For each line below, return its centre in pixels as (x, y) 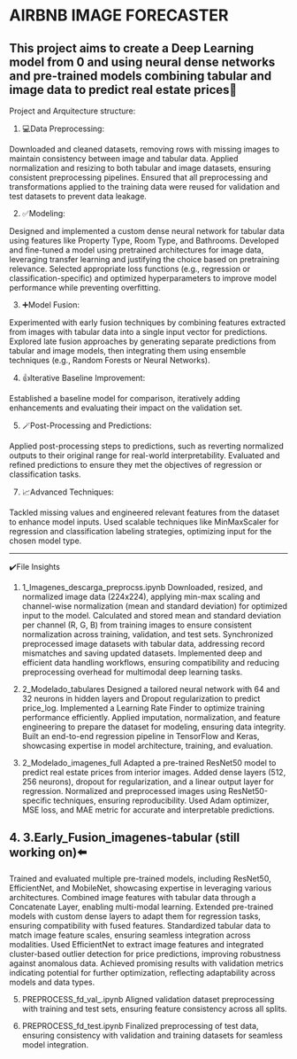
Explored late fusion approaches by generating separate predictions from (143, 341)
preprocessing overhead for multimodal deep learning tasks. (132, 672)
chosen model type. (46, 541)
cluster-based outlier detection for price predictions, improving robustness (145, 954)
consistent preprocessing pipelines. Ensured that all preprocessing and (138, 177)
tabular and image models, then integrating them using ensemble (128, 350)
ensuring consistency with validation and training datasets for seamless (152, 1035)
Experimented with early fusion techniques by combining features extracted (147, 323)
